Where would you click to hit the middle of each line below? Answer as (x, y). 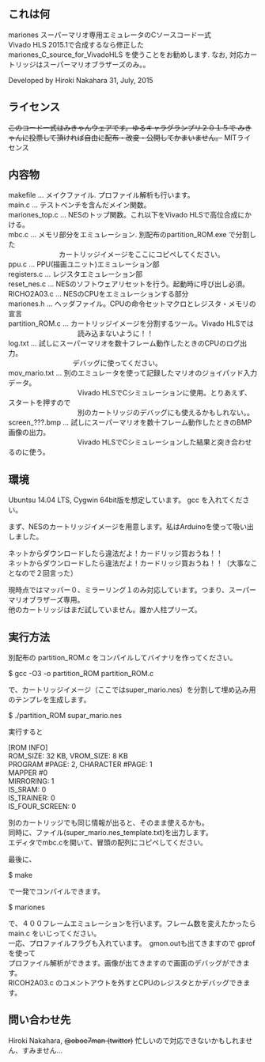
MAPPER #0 (28, 773)
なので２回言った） (46, 573)
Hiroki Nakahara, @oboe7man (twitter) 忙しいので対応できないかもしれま (127, 1040)
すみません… (42, 1050)
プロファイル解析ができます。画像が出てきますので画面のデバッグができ (126, 963)
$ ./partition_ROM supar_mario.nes (65, 716)
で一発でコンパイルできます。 (57, 891)
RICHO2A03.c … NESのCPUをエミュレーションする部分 (98, 294)
